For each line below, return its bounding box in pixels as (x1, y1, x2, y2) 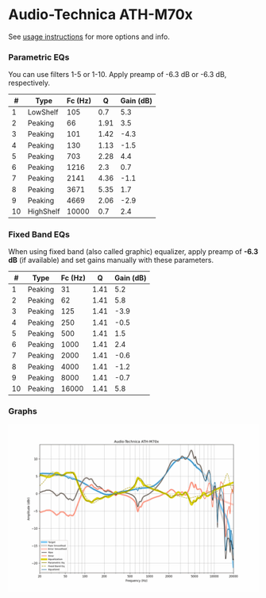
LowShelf (27, 107, 59, 117)
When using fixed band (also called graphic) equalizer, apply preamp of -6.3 (8, 247, 259, 257)
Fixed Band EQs (8, 229, 70, 240)
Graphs (8, 406, 37, 417)
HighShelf (27, 206, 60, 216)
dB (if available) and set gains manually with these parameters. (8, 256, 214, 265)
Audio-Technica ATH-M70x (8, 6, 193, 24)
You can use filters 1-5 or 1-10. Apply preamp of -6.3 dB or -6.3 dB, (8, 70, 227, 79)
